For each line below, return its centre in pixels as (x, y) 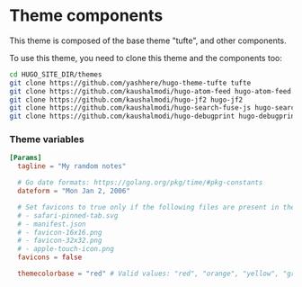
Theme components (86, 16)
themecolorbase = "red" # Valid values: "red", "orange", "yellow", (148, 274)
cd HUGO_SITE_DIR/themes (56, 74)
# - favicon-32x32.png (60, 241)
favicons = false (50, 257)
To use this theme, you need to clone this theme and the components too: (146, 58)
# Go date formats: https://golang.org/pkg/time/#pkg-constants (140, 183)
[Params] (26, 158)
